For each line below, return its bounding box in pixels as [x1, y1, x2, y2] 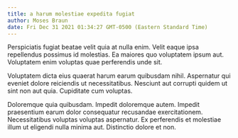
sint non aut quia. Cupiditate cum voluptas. [7, 86, 133, 96]
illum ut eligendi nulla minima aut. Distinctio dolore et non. [7, 123, 176, 132]
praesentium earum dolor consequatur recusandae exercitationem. [7, 108, 203, 117]
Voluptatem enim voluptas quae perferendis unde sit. [7, 58, 163, 67]
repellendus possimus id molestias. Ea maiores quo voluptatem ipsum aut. [7, 50, 224, 59]
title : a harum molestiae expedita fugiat [7, 10, 135, 18]
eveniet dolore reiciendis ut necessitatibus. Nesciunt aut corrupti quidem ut [7, 79, 227, 88]
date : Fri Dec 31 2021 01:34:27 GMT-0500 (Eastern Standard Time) [7, 23, 208, 30]
